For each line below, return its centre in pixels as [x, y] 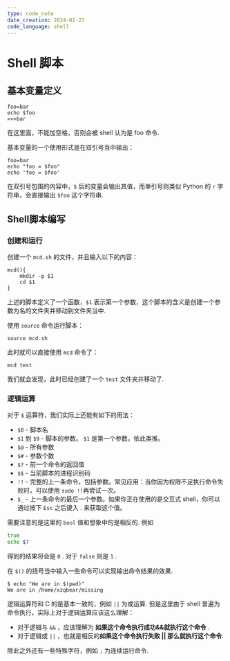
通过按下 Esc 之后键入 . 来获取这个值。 [71, 508]
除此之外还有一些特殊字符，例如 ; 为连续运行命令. [78, 651]
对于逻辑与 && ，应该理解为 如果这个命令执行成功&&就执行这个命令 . [113, 627]
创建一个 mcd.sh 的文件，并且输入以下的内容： [73, 257]
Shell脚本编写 [36, 219]
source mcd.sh [28, 339]
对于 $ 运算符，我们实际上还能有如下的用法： [71, 415]
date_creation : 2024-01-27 [46, 20]
